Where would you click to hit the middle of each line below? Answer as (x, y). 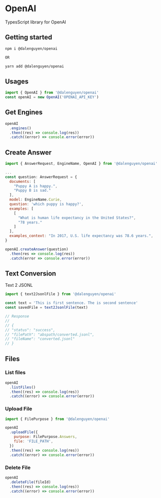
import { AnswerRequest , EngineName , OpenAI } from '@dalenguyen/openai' (81, 164)
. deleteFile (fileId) (30, 482)
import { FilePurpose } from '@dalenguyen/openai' (57, 419)
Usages (17, 81)
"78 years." (30, 222)
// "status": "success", (30, 330)
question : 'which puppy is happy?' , (46, 204)
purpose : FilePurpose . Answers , (45, 437)
